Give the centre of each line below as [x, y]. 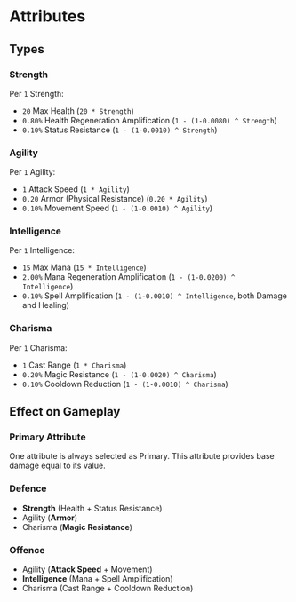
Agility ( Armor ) [50, 518]
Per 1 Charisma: [39, 347]
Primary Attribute [48, 437]
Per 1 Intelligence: [42, 250]
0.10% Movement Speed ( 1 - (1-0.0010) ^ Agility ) [117, 208]
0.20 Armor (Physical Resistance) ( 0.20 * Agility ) [115, 199]
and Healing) [45, 305]
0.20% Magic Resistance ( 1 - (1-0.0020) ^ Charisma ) [120, 374]
